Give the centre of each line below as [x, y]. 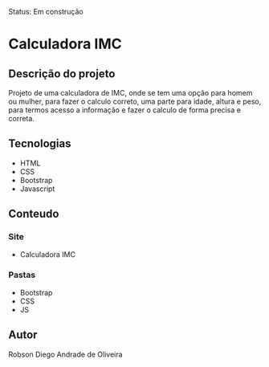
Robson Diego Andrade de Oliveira [65, 354]
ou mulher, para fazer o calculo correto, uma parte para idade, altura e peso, [135, 101]
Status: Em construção [46, 12]
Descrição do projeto [62, 73]
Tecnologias [40, 144]
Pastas [22, 275]
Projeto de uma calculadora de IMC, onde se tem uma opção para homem [130, 93]
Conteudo [34, 214]
